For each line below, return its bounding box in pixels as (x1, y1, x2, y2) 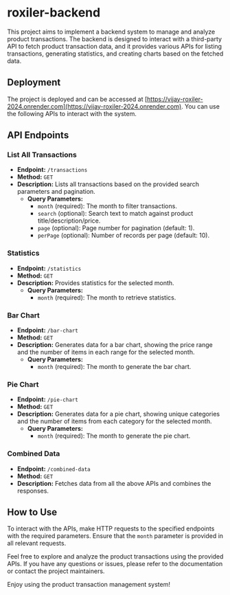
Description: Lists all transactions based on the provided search (16, 180, 200, 188)
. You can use (181, 102, 220, 111)
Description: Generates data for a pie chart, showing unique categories (16, 410, 220, 418)
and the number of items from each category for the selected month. (16, 417, 212, 425)
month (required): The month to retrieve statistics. (37, 293, 176, 302)
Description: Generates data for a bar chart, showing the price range (16, 341, 213, 349)
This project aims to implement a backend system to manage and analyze (7, 27, 216, 36)
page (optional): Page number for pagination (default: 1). (37, 224, 195, 232)
